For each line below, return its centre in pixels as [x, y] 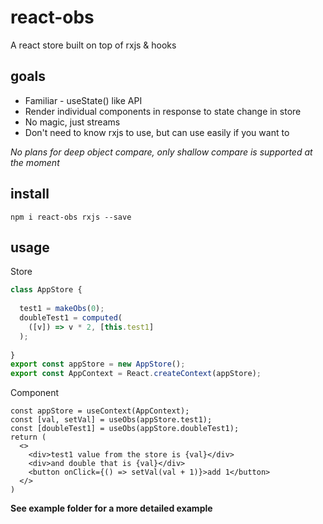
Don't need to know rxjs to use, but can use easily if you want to [157, 132]
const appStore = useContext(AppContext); [100, 411]
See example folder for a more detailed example [111, 508]
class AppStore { [46, 290]
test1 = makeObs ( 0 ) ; [62, 309]
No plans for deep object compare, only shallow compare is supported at [161, 152]
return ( [28, 437]
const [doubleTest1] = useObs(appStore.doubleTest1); [125, 429]
